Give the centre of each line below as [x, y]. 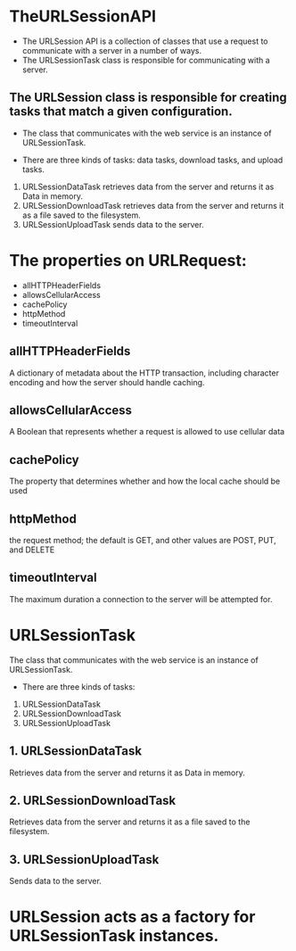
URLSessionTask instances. [114, 936]
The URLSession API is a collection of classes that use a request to [145, 41]
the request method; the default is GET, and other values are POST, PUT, [143, 540]
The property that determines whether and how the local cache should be [145, 481]
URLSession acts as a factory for [132, 917]
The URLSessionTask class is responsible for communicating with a [146, 60]
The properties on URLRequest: [128, 260]
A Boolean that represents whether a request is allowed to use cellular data [147, 432]
